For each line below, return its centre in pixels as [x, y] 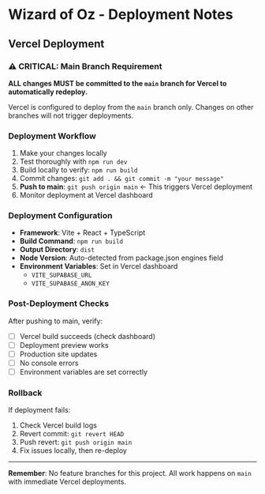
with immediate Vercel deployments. [67, 482]
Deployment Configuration [60, 216]
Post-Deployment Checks [58, 304]
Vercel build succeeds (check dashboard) [88, 336]
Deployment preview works [64, 345]
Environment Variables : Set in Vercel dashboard [99, 266]
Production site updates [58, 354]
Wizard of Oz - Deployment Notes [121, 15]
